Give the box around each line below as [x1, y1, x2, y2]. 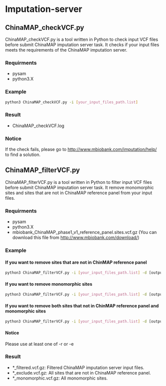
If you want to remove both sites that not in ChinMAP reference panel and [5, 303, 159, 309]
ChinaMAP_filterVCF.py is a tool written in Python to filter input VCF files [5, 179, 152, 185]
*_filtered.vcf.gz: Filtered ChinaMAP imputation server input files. [12, 364, 145, 371]
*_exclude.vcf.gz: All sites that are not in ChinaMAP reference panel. [12, 370, 151, 376]
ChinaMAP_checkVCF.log [12, 123, 65, 129]
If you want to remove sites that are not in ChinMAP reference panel [5, 259, 147, 265]
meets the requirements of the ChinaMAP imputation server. [5, 47, 127, 53]
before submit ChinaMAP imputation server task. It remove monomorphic [5, 184, 154, 190]
